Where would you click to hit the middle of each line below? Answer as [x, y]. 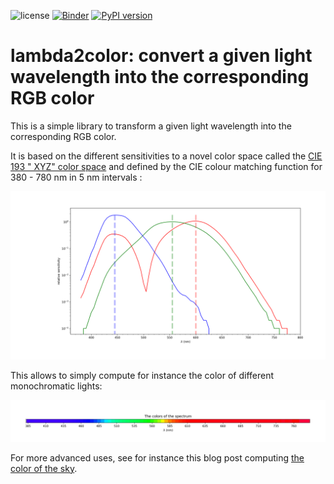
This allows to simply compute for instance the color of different [142, 375]
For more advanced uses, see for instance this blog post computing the [157, 457]
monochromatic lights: [56, 386]
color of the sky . [44, 468]
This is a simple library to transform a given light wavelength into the [151, 126]
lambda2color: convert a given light [161, 56]
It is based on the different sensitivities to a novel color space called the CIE [166, 156]
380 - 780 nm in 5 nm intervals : [76, 177]
